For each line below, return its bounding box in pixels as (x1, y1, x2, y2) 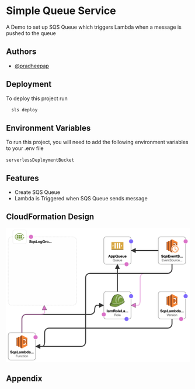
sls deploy (11, 107, 38, 112)
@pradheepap (14, 62, 50, 69)
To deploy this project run (6, 95, 68, 102)
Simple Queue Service (6, 4, 117, 18)
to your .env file (6, 145, 44, 152)
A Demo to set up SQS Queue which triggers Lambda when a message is (6, 23, 182, 30)
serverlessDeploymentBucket (6, 157, 75, 163)
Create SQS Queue (14, 189, 60, 196)
